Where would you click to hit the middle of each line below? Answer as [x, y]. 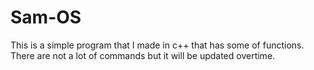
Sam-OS [46, 17]
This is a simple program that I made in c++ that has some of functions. [157, 45]
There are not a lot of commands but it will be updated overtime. [143, 55]
